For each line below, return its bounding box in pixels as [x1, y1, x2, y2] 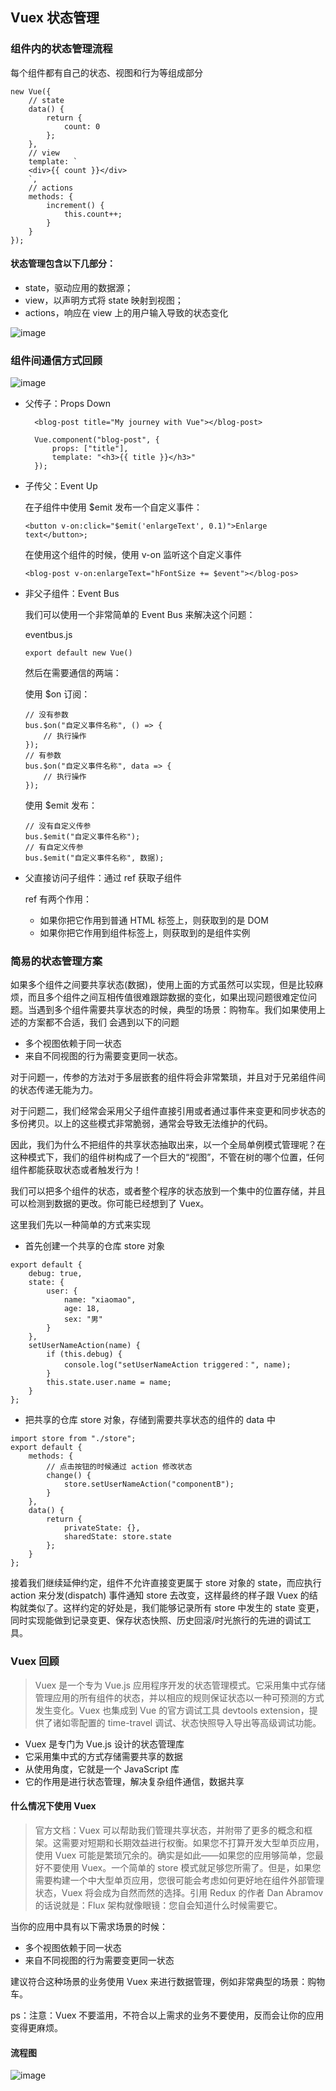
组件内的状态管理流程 [10, 42, 113, 56]
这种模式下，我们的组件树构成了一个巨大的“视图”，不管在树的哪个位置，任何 [10, 1151, 325, 1163]
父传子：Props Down [24, 398, 112, 410]
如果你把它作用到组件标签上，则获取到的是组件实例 [39, 927, 251, 939]
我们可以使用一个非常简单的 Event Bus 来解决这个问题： [24, 609, 256, 621]
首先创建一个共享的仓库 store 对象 [24, 1240, 166, 1252]
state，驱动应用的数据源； [24, 281, 134, 293]
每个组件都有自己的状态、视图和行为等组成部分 [10, 66, 203, 78]
